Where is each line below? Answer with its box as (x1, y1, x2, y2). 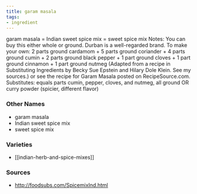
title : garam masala (6, 8, 57, 15)
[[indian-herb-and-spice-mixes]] (14, 154, 94, 161)
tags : (6, 14, 19, 20)
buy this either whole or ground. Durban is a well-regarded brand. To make (6, 42, 188, 49)
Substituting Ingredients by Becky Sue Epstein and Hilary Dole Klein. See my (6, 67, 191, 74)
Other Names (6, 100, 45, 108)
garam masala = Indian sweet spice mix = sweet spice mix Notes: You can (6, 36, 186, 43)
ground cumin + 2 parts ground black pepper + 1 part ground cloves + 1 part (6, 54, 191, 62)
